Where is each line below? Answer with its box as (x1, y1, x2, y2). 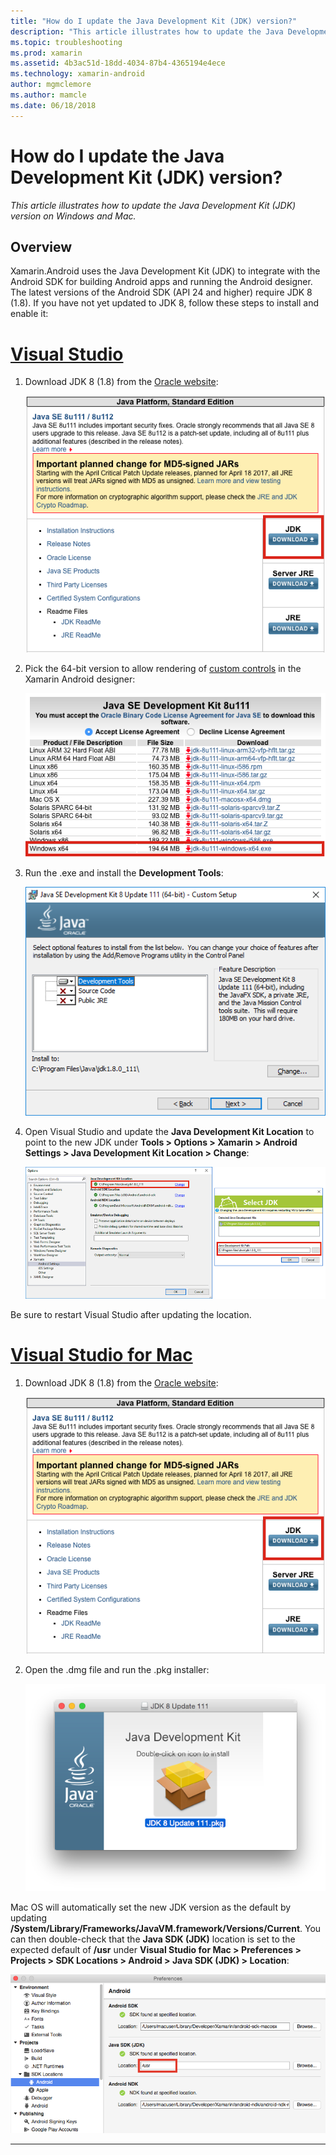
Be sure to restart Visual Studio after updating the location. (10, 1308, 252, 1320)
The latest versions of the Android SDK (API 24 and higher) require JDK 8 (10, 286, 313, 299)
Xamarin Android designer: (24, 673, 136, 685)
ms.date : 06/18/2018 (10, 100, 97, 110)
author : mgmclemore (10, 80, 92, 90)
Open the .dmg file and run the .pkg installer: (24, 1663, 210, 1675)
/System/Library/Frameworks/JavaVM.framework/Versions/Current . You (10, 1922, 322, 1934)
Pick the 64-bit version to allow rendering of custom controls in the (24, 663, 302, 675)
